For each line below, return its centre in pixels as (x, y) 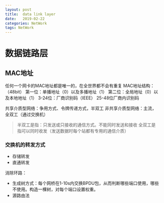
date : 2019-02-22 (25, 19)
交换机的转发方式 (25, 145)
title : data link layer (30, 14)
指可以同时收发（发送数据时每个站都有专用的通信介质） (73, 131)
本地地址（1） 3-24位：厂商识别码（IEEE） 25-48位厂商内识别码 (74, 98)
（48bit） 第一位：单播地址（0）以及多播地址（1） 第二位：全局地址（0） (80, 92)
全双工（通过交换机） (26, 114)
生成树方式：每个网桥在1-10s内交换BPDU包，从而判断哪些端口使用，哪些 (85, 183)
